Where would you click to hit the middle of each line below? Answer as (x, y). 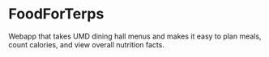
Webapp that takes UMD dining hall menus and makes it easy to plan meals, (135, 36)
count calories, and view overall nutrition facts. (86, 44)
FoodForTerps (56, 14)
